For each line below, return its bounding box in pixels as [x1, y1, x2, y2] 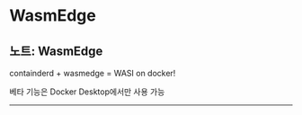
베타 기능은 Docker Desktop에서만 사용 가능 [9, 86, 165, 97]
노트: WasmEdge [9, 43, 103, 58]
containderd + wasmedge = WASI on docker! [9, 68, 176, 78]
